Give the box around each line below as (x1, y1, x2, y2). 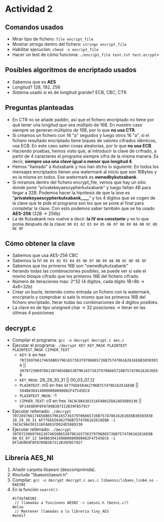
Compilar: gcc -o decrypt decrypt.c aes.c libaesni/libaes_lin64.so (12, 477, 154, 483)
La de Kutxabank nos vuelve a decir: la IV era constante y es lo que (12, 216, 149, 221)
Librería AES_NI (5, 453, 54, 462)
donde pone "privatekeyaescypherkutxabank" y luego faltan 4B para (12, 184, 151, 190)
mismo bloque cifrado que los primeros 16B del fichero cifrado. (12, 274, 140, 279)
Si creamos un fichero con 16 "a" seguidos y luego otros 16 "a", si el (12, 132, 149, 138)
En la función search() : (12, 487, 59, 493)
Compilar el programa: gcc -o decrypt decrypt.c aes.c (12, 337, 125, 343)
